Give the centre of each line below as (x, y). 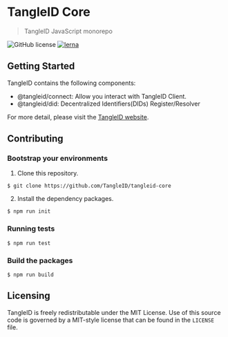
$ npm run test (29, 243)
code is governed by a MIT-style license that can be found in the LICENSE (111, 320)
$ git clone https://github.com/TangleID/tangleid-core (89, 186)
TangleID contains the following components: (72, 83)
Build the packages (40, 260)
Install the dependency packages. (65, 199)
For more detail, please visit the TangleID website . (78, 117)
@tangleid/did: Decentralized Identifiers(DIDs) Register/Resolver (108, 104)
